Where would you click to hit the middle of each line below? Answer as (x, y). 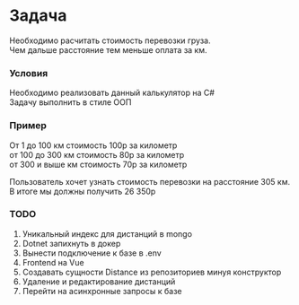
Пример (28, 126)
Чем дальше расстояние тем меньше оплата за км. (108, 49)
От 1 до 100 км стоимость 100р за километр (93, 145)
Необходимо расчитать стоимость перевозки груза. (110, 40)
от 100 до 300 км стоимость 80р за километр (97, 154)
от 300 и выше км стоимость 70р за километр (98, 164)
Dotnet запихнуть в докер (71, 243)
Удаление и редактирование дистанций (99, 281)
